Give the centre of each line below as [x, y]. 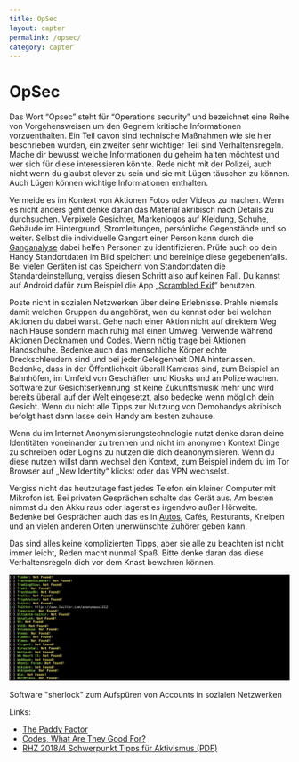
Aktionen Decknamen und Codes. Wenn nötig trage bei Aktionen [128, 340]
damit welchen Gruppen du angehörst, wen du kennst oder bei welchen [141, 312]
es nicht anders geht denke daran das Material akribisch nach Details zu [141, 210]
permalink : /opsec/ [45, 37]
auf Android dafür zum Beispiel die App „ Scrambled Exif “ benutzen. [133, 286]
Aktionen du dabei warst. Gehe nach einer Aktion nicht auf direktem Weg [143, 321]
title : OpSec [33, 19]
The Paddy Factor [55, 729]
